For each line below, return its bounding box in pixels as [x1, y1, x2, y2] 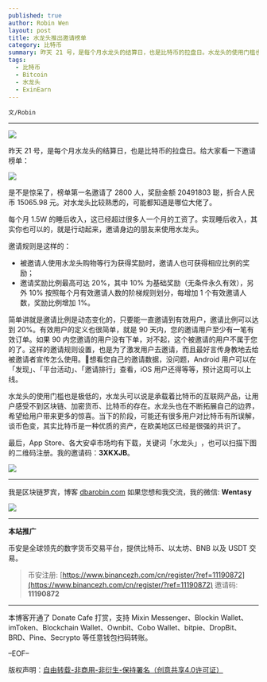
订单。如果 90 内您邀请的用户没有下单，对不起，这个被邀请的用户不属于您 [14, 335, 258, 344]
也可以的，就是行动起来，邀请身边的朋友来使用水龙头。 [21, 224, 203, 234]
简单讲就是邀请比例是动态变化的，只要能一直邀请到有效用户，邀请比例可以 [8, 315, 252, 324]
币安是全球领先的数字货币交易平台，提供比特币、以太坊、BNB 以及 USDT [8, 544, 248, 553]
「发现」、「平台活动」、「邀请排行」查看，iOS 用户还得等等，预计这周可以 [8, 365, 245, 374]
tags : [8, 56, 26, 64]
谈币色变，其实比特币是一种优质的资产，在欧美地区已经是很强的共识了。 [8, 421, 245, 431]
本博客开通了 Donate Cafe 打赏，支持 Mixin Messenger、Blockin [8, 613, 219, 622]
